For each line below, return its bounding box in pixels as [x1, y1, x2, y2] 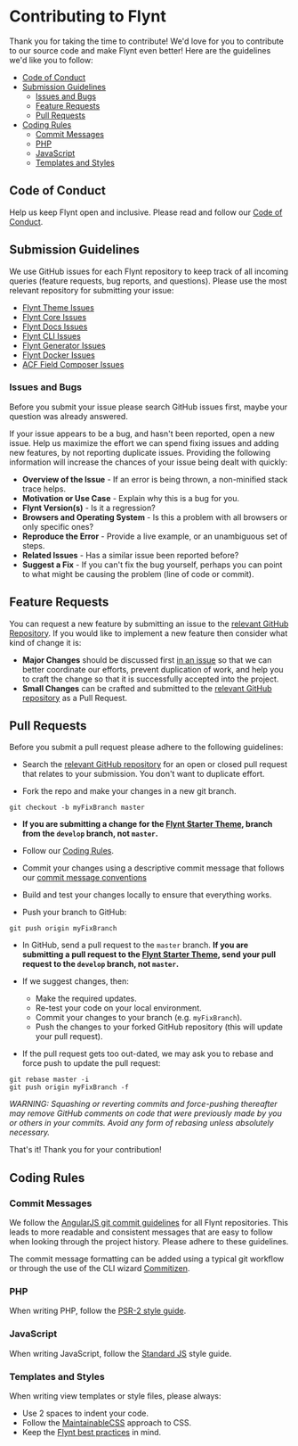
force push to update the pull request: [21, 1058, 161, 1069]
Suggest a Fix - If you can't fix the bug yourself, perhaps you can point [21, 559, 283, 570]
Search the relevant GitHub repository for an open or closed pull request [21, 759, 287, 770]
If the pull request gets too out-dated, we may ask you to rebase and [21, 1048, 274, 1059]
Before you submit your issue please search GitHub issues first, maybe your [9, 401, 288, 412]
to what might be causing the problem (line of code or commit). [21, 568, 255, 579]
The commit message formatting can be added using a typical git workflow [9, 1253, 285, 1264]
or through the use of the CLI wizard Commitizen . [9, 1263, 190, 1274]
